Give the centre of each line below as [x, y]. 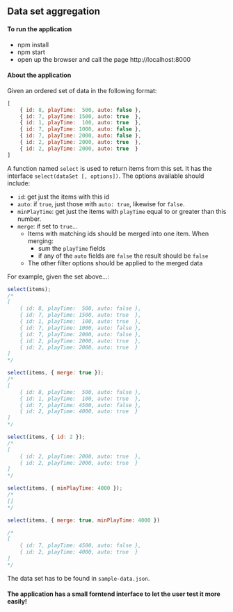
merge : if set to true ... [47, 226]
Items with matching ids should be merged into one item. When [118, 233]
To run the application [40, 29]
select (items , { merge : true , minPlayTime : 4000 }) [83, 520]
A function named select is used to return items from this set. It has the [110, 168]
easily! [17, 602]
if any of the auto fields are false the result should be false [123, 256]
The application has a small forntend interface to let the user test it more [114, 594]
